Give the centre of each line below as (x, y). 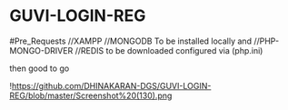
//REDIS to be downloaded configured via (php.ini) (169, 50)
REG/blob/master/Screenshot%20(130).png (91, 95)
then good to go (40, 68)
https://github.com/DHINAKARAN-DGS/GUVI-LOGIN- (112, 85)
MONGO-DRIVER (41, 50)
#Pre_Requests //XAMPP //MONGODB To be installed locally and (131, 41)
